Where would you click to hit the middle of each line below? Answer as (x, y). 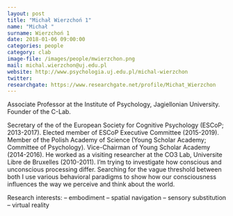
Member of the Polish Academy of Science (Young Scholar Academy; (107, 140)
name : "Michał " (31, 26)
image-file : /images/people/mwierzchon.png (71, 59)
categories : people (35, 46)
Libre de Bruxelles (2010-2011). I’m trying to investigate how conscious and (114, 162)
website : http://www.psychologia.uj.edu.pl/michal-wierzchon (98, 72)
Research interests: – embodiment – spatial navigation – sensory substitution (117, 198)
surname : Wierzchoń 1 (39, 33)
